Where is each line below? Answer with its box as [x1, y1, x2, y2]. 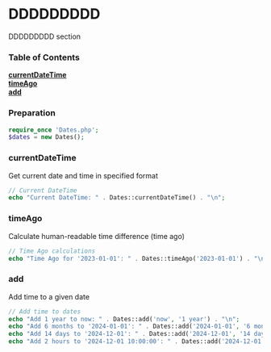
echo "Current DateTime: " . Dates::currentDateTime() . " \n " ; [8, 194, 226, 202]
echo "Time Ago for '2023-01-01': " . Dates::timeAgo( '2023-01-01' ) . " [8, 254, 258, 262]
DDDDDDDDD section [8, 31, 81, 41]
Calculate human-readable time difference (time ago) [8, 231, 186, 241]
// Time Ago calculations [8, 247, 95, 255]
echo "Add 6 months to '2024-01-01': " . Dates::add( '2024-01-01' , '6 [8, 322, 251, 331]
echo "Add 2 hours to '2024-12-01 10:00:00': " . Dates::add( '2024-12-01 [8, 337, 262, 346]
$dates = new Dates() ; [8, 133, 85, 141]
